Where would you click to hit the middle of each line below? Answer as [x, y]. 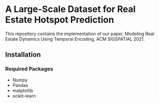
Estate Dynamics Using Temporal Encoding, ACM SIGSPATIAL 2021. [75, 39]
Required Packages [29, 69]
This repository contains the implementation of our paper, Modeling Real [80, 33]
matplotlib [23, 90]
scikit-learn [24, 95]
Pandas [20, 85]
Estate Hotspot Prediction [59, 20]
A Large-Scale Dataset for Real [70, 9]
